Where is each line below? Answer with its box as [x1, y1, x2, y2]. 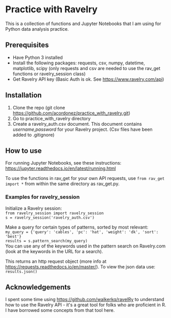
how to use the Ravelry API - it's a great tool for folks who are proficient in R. [5, 302, 166, 308]
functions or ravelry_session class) [12, 71, 86, 77]
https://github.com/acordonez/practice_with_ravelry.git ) [12, 110, 131, 116]
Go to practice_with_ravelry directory [12, 115, 91, 121]
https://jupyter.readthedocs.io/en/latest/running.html [5, 165, 116, 172]
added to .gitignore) [12, 131, 55, 138]
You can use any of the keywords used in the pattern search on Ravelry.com [5, 243, 166, 249]
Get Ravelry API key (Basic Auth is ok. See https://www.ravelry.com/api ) [12, 76, 164, 82]
